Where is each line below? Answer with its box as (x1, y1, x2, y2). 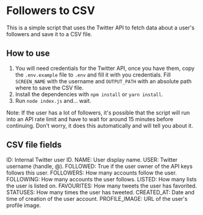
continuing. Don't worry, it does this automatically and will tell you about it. (6, 122, 193, 129)
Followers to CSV (6, 4, 96, 18)
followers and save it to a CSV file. (6, 30, 93, 37)
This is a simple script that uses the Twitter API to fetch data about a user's (6, 24, 195, 31)
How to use (6, 48, 50, 59)
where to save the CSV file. (15, 84, 84, 91)
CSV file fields (6, 140, 62, 150)
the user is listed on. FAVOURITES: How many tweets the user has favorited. (6, 182, 197, 189)
